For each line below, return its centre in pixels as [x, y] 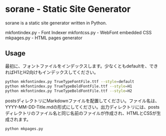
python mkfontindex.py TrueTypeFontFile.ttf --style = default [70, 81]
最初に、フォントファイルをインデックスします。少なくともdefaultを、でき [82, 66]
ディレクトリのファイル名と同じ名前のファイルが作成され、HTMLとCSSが [81, 113]
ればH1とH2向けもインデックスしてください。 [52, 72]
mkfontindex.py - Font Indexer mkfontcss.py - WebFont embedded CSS [79, 32]
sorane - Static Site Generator [68, 9]
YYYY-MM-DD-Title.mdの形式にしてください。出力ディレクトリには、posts [83, 107]
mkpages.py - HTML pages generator [44, 38]
